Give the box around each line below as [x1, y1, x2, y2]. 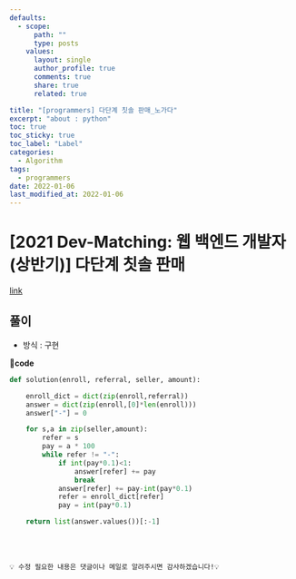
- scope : [17, 22, 51, 31]
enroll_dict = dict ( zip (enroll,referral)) [25, 391, 189, 400]
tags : [9, 164, 30, 173]
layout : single [33, 55, 92, 64]
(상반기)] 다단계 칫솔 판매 [9, 255, 186, 275]
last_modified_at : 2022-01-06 [9, 190, 124, 200]
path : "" [33, 30, 67, 39]
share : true [33, 81, 79, 90]
